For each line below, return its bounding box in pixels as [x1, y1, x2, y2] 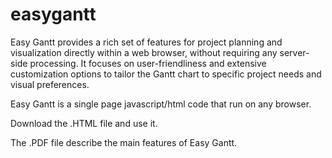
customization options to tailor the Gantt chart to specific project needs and [10, 68, 322, 80]
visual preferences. [10, 78, 90, 90]
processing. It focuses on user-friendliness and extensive [29, 57, 267, 69]
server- [279, 46, 310, 58]
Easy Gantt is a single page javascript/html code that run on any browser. [10, 98, 312, 110]
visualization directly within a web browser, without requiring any [10, 46, 278, 58]
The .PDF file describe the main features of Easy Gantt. [10, 136, 238, 148]
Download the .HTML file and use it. [10, 117, 158, 129]
